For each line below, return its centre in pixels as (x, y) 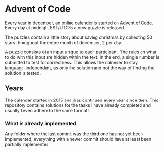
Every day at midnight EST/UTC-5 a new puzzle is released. (65, 27)
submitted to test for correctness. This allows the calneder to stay (71, 62)
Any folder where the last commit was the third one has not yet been (74, 134)
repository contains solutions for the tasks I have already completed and (78, 105)
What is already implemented (41, 123)
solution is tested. (23, 73)
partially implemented (27, 144)
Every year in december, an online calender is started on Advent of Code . (79, 23)
